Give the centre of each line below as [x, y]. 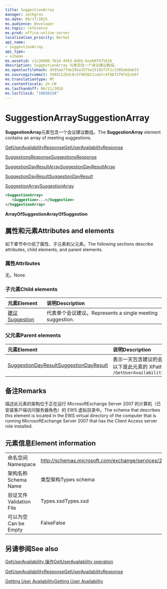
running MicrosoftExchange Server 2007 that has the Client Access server [81, 421]
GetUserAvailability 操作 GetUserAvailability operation [59, 562]
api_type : [15, 51]
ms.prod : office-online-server [38, 33]
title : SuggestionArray [30, 10]
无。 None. [16, 275]
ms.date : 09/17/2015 [27, 19]
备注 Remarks [26, 391]
